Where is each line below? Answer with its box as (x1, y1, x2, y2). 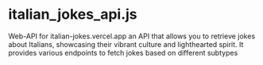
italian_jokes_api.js (8, 5, 137, 23)
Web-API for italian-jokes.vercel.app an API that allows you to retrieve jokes (8, 31, 256, 41)
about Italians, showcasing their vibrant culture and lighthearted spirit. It (8, 39, 244, 49)
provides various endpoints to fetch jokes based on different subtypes (8, 48, 238, 57)
